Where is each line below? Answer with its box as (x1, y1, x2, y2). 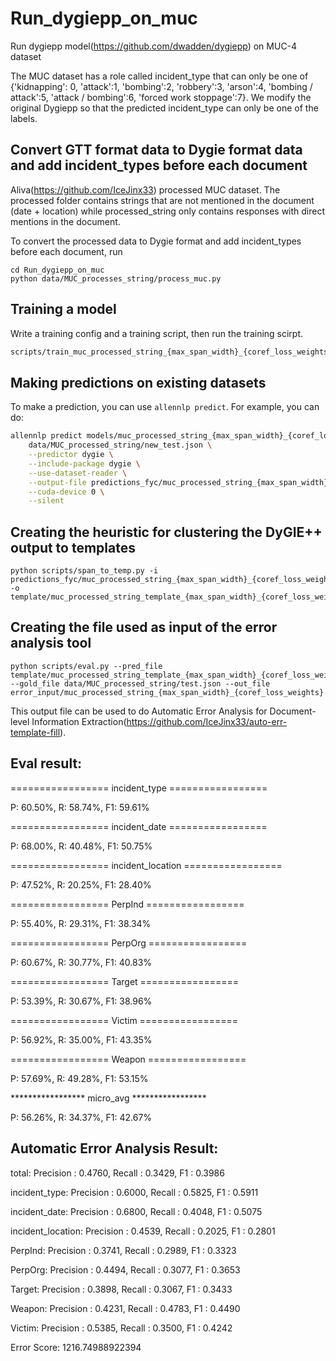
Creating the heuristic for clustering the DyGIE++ (10, 523, 323, 541)
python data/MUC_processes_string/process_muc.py (10, 273, 222, 284)
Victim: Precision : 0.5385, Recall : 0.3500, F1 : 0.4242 (10, 1322, 233, 1334)
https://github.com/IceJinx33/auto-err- (126, 715, 288, 727)
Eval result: (10, 755, 83, 772)
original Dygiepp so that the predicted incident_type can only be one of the (10, 102, 319, 114)
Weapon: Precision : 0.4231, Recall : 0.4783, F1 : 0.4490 (10, 1302, 241, 1314)
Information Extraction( (31, 715, 127, 727)
